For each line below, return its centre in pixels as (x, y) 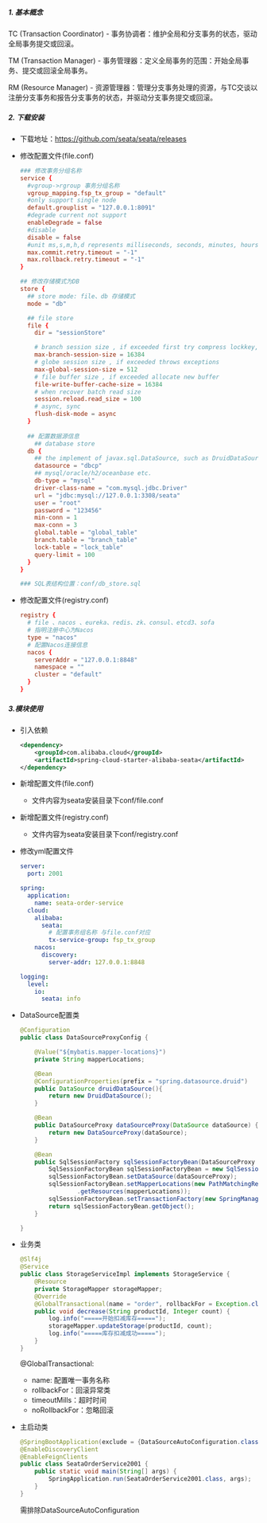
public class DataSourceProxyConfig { (84, 1038)
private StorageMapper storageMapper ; (99, 1289)
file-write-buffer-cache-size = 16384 (99, 384)
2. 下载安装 (27, 117)
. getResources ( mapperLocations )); (134, 1191)
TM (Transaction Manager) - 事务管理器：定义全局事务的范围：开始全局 (125, 61)
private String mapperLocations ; (90, 1059)
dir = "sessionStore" (70, 333)
